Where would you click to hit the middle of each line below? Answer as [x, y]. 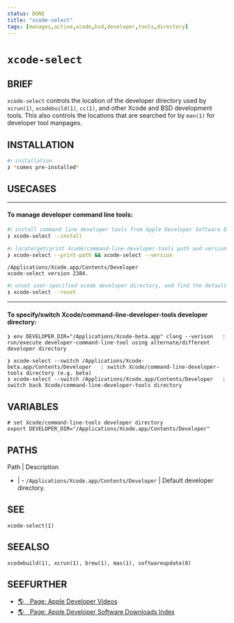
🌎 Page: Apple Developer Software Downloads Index [96, 612]
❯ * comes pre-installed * [43, 168]
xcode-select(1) [31, 526]
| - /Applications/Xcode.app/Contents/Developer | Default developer [115, 480]
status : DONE [26, 14]
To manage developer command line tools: [70, 215]
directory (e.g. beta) [58, 373]
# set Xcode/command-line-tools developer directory [85, 423]
